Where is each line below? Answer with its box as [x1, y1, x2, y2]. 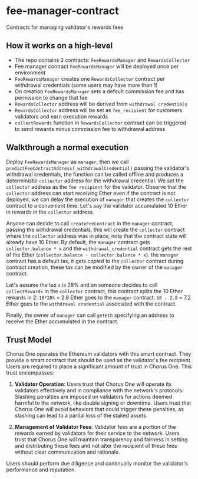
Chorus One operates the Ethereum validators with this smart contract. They [6, 350, 192, 357]
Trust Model [6, 334, 52, 345]
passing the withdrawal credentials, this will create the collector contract [6, 226, 185, 233]
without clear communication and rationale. [14, 448, 120, 455]
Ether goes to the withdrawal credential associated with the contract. [6, 300, 177, 307]
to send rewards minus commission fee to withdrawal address [14, 125, 166, 132]
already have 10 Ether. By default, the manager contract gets [6, 238, 150, 245]
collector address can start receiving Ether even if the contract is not [6, 189, 176, 196]
